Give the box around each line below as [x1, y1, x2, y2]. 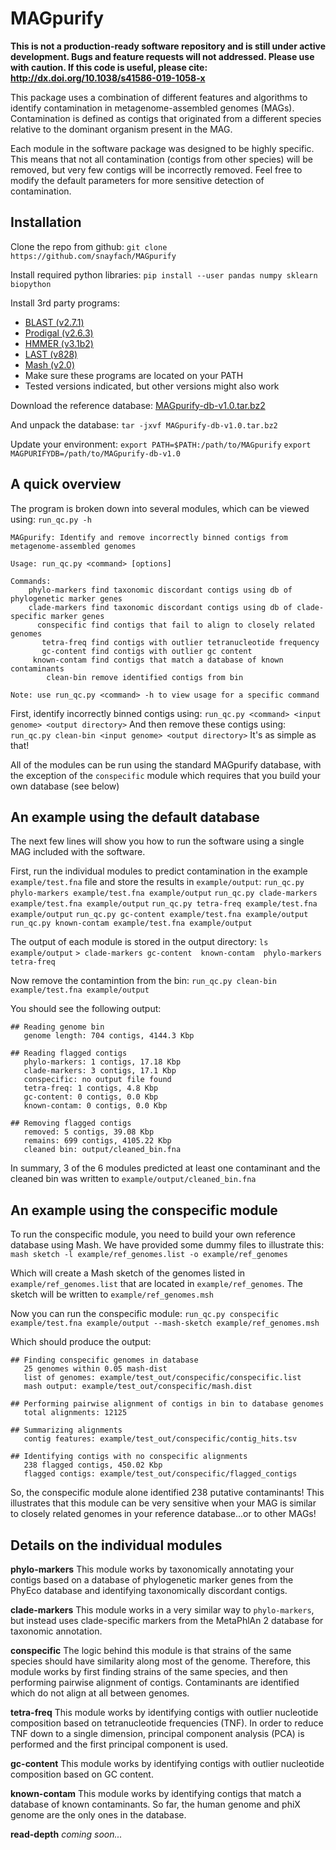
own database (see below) [10, 780, 120, 792]
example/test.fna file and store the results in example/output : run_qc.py [10, 876, 305, 888]
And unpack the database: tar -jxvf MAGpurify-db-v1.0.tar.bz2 [10, 418, 278, 431]
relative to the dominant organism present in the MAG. [10, 123, 233, 135]
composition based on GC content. [10, 1768, 154, 1780]
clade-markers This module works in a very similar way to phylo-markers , [10, 1604, 315, 1616]
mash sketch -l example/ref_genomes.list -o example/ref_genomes [10, 1250, 288, 1260]
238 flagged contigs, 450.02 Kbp [23, 1460, 163, 1471]
